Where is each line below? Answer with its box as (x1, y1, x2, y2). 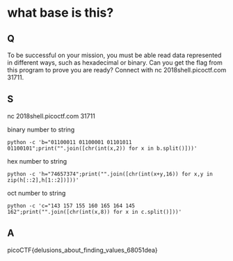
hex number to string (7, 157, 67, 165)
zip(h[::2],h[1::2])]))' (7, 176, 79, 184)
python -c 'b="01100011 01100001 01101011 (7, 139, 132, 145)
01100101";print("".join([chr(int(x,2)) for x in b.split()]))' (7, 145, 198, 152)
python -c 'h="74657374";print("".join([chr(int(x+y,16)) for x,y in (7, 171, 214, 177)
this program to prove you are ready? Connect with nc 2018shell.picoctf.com (7, 66, 227, 74)
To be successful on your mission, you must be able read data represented (7, 51, 222, 59)
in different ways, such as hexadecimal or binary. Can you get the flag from (7, 58, 223, 67)
